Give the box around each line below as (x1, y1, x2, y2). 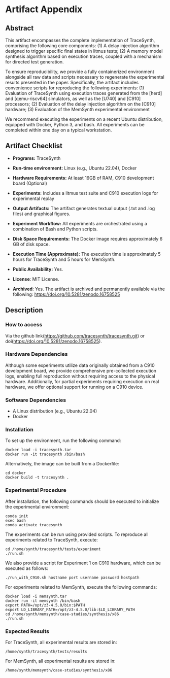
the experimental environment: (5, 503, 70, 510)
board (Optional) (12, 180, 47, 186)
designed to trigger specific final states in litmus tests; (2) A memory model (5, 48, 163, 54)
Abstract (5, 24, 34, 32)
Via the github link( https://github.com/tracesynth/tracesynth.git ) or (5, 332, 145, 338)
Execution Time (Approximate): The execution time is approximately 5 (12, 251, 161, 257)
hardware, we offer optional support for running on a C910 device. (5, 384, 144, 390)
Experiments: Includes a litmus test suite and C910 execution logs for (12, 190, 158, 196)
